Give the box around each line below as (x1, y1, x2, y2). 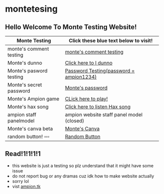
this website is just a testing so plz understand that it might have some (12, 162, 154, 169)
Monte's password (65, 84, 108, 91)
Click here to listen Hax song (65, 103, 131, 110)
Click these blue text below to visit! (69, 38, 153, 44)
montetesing (5, 3, 58, 15)
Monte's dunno (7, 59, 42, 66)
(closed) (65, 117, 84, 124)
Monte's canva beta (7, 125, 53, 132)
